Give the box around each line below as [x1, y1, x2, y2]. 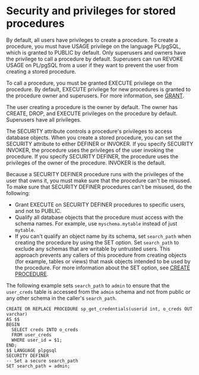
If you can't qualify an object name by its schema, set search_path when [14, 233, 192, 240]
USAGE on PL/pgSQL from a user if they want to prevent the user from [6, 61, 179, 69]
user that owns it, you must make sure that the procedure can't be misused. [6, 177, 191, 184]
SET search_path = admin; [6, 363, 70, 369]
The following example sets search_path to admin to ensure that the [6, 282, 170, 289]
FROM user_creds [11, 332, 52, 338]
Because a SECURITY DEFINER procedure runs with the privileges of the [6, 170, 184, 177]
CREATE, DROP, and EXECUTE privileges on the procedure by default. [6, 110, 178, 117]
